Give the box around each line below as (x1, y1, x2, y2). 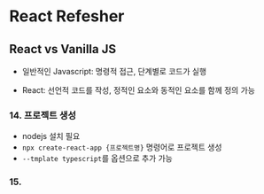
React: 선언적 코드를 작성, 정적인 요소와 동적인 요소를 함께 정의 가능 (21, 85, 255, 95)
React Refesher (9, 6, 125, 27)
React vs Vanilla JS (9, 42, 117, 57)
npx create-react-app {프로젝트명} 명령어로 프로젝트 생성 (21, 142, 222, 152)
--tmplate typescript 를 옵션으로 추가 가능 (21, 153, 173, 164)
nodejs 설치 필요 (21, 131, 81, 142)
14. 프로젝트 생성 (9, 109, 77, 121)
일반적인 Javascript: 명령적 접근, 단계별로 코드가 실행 (21, 66, 206, 76)
